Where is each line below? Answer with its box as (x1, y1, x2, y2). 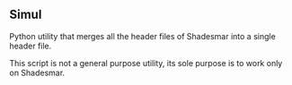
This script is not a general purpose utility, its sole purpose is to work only (9, 57, 283, 68)
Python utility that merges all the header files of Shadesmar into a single (9, 30, 276, 41)
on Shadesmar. (9, 67, 66, 78)
